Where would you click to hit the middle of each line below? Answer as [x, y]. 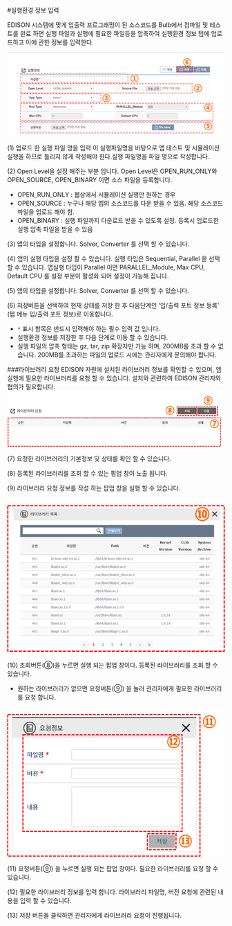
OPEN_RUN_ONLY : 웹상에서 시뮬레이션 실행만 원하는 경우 [96, 194]
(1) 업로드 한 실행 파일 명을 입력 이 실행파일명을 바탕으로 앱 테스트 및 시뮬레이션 [114, 148]
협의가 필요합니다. [31, 386]
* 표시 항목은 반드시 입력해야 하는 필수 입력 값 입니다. [88, 328]
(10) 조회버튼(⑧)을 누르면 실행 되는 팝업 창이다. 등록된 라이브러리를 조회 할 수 [113, 665]
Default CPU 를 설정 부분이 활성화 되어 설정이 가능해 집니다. [88, 276]
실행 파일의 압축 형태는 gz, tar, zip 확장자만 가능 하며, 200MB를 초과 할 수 [117, 346]
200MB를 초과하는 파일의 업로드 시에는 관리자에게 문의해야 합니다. [127, 355]
